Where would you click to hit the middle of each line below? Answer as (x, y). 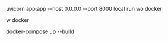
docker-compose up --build (40, 31)
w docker (18, 20)
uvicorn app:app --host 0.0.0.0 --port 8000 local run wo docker (84, 9)
